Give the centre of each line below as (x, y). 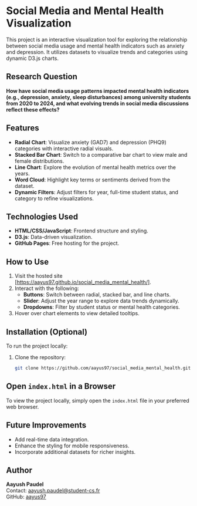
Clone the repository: (40, 357)
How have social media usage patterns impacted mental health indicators (98, 91)
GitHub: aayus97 (26, 497)
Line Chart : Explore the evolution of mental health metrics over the (95, 167)
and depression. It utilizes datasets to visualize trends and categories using (97, 52)
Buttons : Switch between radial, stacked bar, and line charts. (97, 295)
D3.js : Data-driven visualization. (53, 237)
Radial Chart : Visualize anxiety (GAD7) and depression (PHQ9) (90, 142)
